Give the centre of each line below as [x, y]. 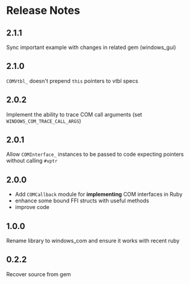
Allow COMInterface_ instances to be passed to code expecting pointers [95, 154]
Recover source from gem [39, 274]
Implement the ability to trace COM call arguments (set [74, 114]
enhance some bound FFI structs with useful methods [82, 201]
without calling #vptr [32, 161]
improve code [32, 207]
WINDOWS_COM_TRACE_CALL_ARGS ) [44, 121]
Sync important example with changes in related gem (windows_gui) [91, 47]
